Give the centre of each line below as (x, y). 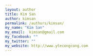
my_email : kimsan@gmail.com (35, 32)
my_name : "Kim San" (25, 28)
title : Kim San (20, 14)
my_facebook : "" (21, 37)
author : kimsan (20, 19)
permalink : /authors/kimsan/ (35, 23)
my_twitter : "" (20, 41)
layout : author (20, 9)
